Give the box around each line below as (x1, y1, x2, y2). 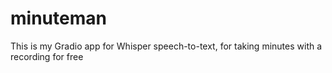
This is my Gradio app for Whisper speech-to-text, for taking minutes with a (10, 40, 323, 52)
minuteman (10, 7, 107, 30)
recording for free (10, 50, 84, 62)
